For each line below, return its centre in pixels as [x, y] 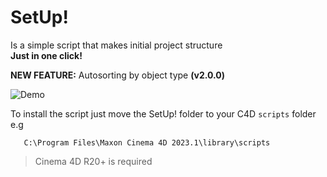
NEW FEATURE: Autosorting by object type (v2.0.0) [117, 75]
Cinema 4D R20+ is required [93, 161]
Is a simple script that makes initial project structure [116, 45]
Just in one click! [46, 55]
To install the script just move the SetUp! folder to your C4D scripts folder [163, 113]
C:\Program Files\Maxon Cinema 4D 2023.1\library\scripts [147, 142]
